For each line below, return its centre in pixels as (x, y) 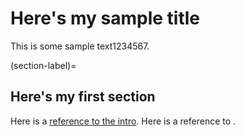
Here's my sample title (105, 18)
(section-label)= (43, 65)
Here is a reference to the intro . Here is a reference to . (123, 121)
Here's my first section (83, 97)
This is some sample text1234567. (80, 46)
